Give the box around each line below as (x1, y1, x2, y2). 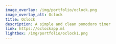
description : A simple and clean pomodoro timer (5, 21, 111, 27)
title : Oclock (5, 17, 36, 22)
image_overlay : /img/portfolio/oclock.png (5, 7, 97, 13)
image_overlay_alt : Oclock (5, 12, 63, 17)
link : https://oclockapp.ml (5, 26, 65, 31)
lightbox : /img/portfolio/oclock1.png (5, 31, 88, 36)
